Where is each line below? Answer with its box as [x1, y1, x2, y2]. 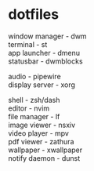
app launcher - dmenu [8, 48, 81, 57]
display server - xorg [8, 80, 76, 89]
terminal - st [8, 39, 48, 49]
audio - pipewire [8, 71, 61, 81]
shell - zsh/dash [8, 95, 60, 104]
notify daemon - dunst [8, 153, 81, 162]
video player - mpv [8, 128, 69, 138]
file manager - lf [8, 111, 60, 121]
